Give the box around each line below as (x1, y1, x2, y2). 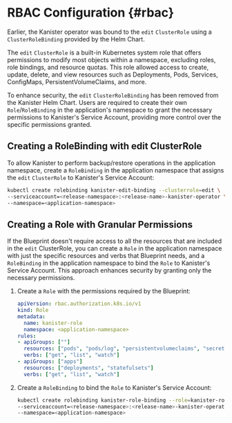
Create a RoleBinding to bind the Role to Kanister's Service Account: (17, 383, 212, 391)
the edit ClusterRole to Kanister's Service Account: (7, 173, 154, 181)
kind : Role (17, 307, 49, 314)
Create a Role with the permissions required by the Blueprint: (17, 287, 191, 295)
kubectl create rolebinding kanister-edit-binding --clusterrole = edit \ (7, 186, 221, 194)
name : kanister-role (23, 319, 83, 326)
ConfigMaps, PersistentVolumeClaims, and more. (7, 77, 147, 86)
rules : (17, 333, 37, 340)
